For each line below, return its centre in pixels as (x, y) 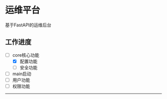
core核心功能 (26, 55)
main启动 (22, 74)
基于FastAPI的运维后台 (28, 25)
